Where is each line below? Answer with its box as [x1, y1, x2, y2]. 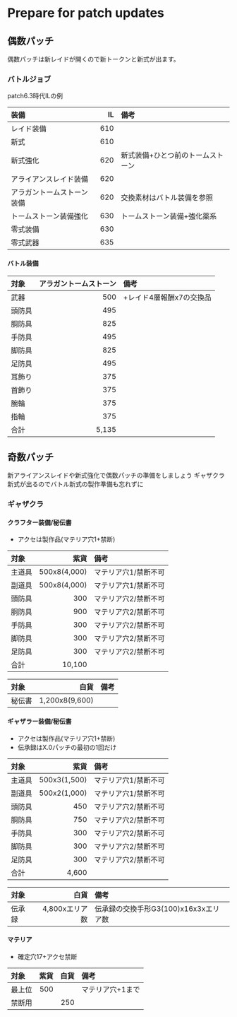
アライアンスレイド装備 [11, 175, 89, 184]
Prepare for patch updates [7, 5, 164, 21]
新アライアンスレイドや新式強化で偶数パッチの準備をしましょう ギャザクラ [7, 471, 226, 480]
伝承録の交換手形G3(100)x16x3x [94, 903, 206, 913]
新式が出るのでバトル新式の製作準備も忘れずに [7, 480, 144, 488]
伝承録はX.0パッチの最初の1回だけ [17, 743, 117, 751]
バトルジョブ [7, 74, 51, 84]
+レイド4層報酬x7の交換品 [123, 292, 212, 302]
